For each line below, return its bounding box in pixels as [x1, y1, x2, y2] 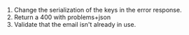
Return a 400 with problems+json [13, 13, 111, 21]
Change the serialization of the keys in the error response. [13, 6, 182, 14]
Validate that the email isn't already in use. [13, 21, 136, 28]
